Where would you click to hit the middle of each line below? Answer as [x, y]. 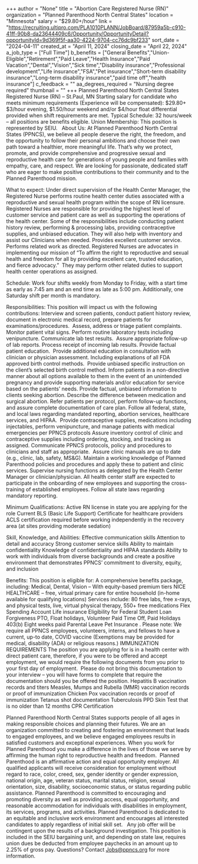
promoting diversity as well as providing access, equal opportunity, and [93, 799]
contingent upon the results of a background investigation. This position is [96, 831]
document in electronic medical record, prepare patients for [79, 320]
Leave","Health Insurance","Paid [111, 59]
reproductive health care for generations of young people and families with [97, 159]
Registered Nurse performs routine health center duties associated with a [95, 196]
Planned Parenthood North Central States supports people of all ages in [93, 718]
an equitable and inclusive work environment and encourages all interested [97, 818]
